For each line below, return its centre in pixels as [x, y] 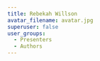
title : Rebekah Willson [43, 14]
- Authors [28, 46]
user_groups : [27, 33]
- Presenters [33, 40]
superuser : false [33, 27]
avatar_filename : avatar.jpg [50, 20]
